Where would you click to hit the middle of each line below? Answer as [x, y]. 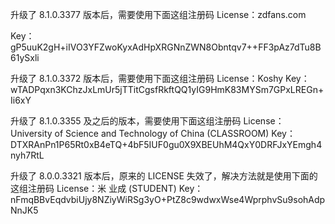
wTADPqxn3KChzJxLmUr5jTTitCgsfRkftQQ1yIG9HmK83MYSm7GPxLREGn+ [167, 89]
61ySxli [25, 57]
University [31, 133]
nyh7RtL [27, 155]
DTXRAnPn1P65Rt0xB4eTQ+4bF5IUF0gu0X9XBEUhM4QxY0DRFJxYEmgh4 [166, 144]
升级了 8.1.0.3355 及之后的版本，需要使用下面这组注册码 [126, 121]
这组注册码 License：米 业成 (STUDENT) [93, 188]
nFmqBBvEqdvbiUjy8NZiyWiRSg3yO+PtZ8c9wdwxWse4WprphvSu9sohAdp [168, 199]
